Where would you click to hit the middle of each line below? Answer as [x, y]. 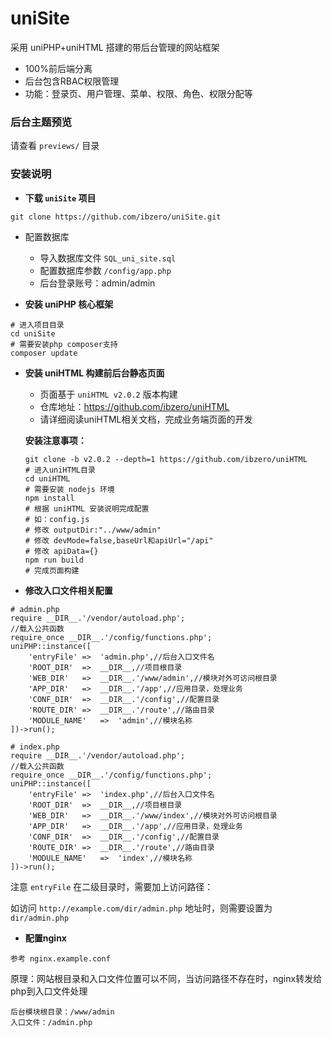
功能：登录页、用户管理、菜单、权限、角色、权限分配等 [138, 93]
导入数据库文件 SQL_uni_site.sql [108, 258]
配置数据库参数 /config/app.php [105, 270]
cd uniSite [33, 333]
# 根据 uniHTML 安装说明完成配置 [87, 508]
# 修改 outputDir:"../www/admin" [93, 530]
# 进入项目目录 [37, 325]
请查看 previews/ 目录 [55, 146]
